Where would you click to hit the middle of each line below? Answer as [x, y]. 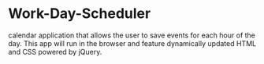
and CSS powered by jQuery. [55, 52]
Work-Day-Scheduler [80, 14]
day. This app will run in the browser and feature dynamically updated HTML [132, 43]
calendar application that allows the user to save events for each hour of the [132, 35]
